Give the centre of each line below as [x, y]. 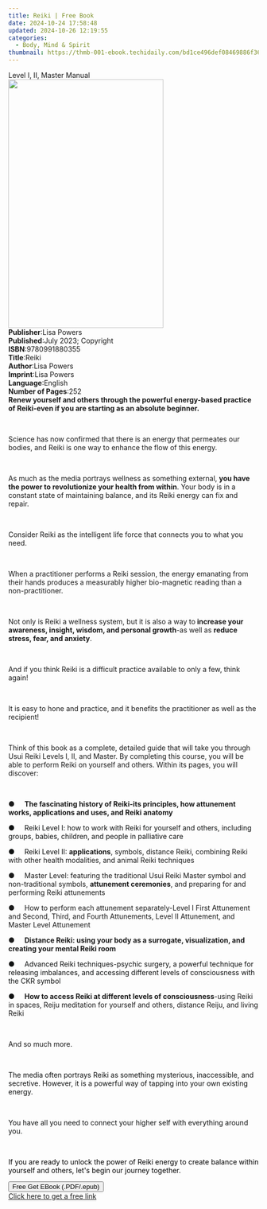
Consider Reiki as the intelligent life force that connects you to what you [126, 535]
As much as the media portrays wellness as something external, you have [129, 478]
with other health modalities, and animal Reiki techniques [101, 860]
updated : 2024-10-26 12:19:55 [58, 30]
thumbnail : [26, 52]
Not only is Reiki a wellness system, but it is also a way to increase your [126, 622]
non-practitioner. [36, 591]
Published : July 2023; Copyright [61, 340]
